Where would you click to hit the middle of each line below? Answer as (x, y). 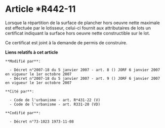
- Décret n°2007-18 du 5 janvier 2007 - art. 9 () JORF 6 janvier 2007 (85, 78)
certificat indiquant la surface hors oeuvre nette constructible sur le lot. (78, 33)
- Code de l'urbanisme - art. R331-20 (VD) (55, 104)
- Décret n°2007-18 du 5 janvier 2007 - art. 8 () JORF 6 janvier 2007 (85, 70)
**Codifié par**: (23, 113)
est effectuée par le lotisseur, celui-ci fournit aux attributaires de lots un (78, 28)
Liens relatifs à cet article (32, 52)
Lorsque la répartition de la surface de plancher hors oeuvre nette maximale (82, 23)
